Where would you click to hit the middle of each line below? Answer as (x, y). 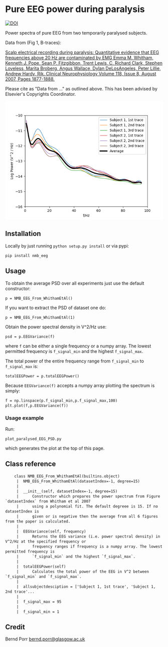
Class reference (31, 464)
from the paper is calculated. (38, 521)
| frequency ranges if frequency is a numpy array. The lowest (90, 546)
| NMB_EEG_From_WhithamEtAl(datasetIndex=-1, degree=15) (78, 481)
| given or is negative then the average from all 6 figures (87, 516)
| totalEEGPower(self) (41, 566)
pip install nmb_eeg (27, 255)
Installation (23, 234)
